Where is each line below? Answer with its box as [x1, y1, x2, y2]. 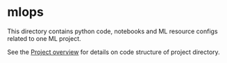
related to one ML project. [7, 34, 81, 42]
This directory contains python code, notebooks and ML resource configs [7, 27, 218, 35]
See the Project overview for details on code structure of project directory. [7, 48, 220, 56]
